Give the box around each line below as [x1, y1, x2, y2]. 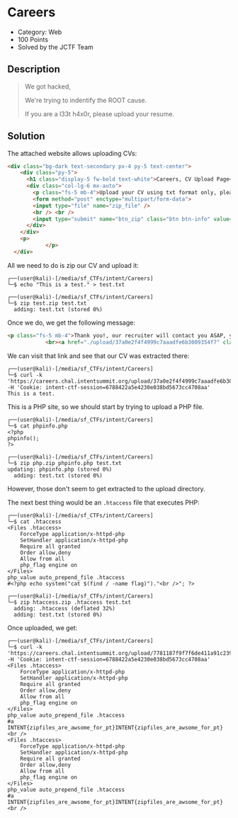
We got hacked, [24, 82, 71, 91]
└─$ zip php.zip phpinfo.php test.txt [7, 459, 122, 466]
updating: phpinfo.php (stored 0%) [7, 466, 113, 473]
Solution [7, 130, 45, 142]
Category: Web [17, 28, 62, 36]
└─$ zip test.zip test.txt [7, 299, 87, 307]
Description [7, 63, 60, 75]
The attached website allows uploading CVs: [7, 149, 137, 157]
